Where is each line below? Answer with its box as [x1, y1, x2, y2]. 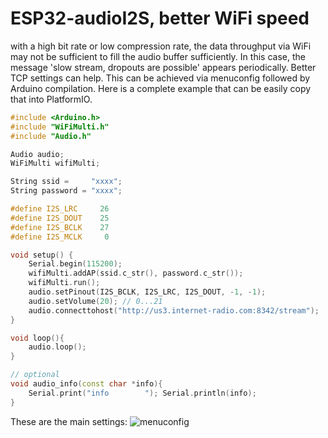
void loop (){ [10, 333, 65, 343]
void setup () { [10, 250, 74, 260]
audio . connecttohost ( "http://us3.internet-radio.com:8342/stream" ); [28, 305, 320, 316]
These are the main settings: [10, 415, 128, 427]
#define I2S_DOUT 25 [10, 213, 110, 223]
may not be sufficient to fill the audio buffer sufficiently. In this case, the [10, 50, 306, 62]
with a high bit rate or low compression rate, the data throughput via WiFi [10, 40, 312, 52]
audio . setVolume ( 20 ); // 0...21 [28, 296, 163, 306]
